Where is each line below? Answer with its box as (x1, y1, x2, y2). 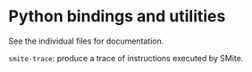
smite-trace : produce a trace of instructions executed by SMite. (8, 52, 244, 63)
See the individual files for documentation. (8, 36, 164, 46)
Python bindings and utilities (8, 6, 226, 27)
